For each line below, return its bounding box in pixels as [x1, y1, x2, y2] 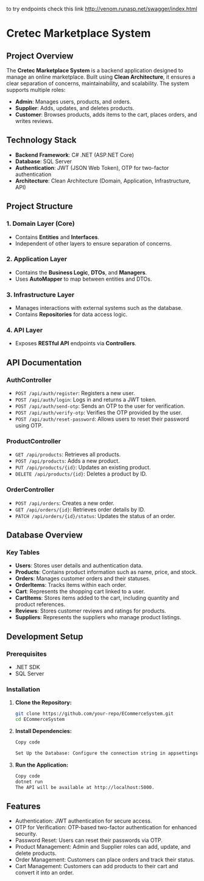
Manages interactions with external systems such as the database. [15, 304, 183, 312]
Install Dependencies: [15, 728, 72, 735]
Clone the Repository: [15, 699, 72, 706]
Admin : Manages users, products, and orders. [15, 98, 132, 105]
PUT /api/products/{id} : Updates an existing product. [15, 464, 151, 471]
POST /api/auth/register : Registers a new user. [15, 390, 135, 397]
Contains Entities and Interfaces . [15, 233, 99, 240]
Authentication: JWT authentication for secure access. [15, 817, 152, 824]
